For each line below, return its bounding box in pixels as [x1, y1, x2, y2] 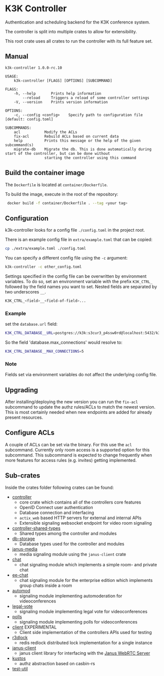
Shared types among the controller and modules [19, 530, 117, 536]
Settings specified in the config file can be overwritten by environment [5, 273, 147, 279]
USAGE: [5, 74, 19, 79]
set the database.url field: [5, 321, 58, 327]
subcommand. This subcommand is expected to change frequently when [5, 452, 152, 458]
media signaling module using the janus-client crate [19, 551, 126, 557]
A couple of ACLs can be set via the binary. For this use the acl [5, 441, 132, 447]
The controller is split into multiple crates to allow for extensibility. [5, 28, 137, 34]
